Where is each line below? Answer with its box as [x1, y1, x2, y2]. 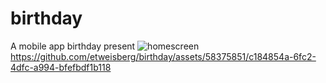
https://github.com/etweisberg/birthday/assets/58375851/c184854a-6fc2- [10, 50, 317, 62]
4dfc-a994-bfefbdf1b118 [10, 61, 112, 73]
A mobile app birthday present [10, 40, 136, 52]
